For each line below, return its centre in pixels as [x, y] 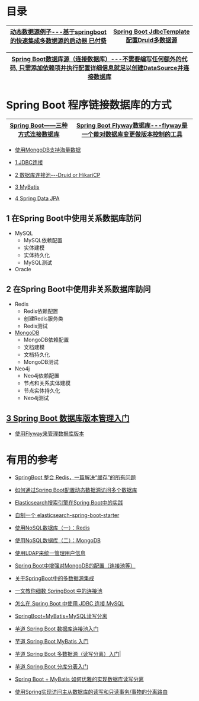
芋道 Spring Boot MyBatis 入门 [52, 642]
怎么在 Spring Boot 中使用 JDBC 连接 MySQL [69, 604]
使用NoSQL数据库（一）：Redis [52, 528]
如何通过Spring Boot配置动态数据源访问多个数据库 [76, 490]
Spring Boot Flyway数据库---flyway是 [132, 125]
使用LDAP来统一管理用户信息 [50, 553]
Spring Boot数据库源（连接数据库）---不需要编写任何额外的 [97, 59]
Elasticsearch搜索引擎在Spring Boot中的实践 [69, 503]
